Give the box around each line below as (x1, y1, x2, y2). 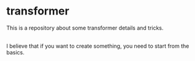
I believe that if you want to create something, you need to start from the (6, 42, 189, 50)
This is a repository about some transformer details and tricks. (6, 24, 164, 31)
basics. (6, 48, 25, 56)
